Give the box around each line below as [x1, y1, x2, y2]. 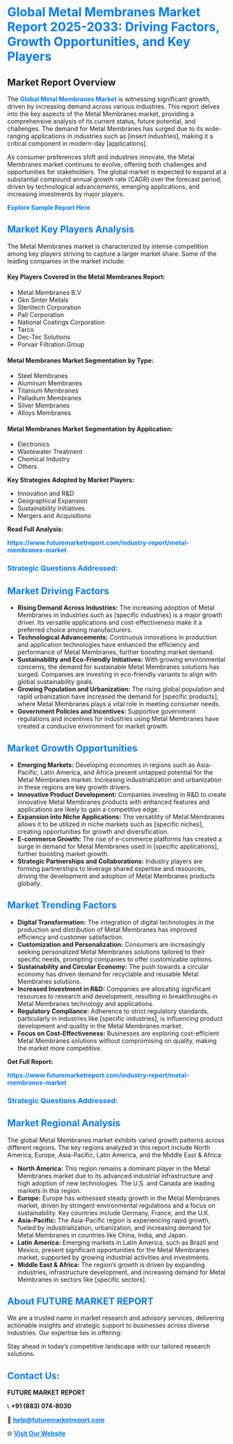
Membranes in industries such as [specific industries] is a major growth [17, 611, 223, 619]
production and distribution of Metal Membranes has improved [17, 925, 197, 934]
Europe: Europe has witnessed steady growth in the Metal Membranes [17, 1194, 220, 1202]
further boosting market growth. [17, 849, 110, 858]
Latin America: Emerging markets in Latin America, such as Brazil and [17, 1238, 219, 1247]
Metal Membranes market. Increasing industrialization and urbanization [17, 775, 222, 784]
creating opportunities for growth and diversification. [17, 827, 169, 835]
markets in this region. [17, 1186, 81, 1194]
